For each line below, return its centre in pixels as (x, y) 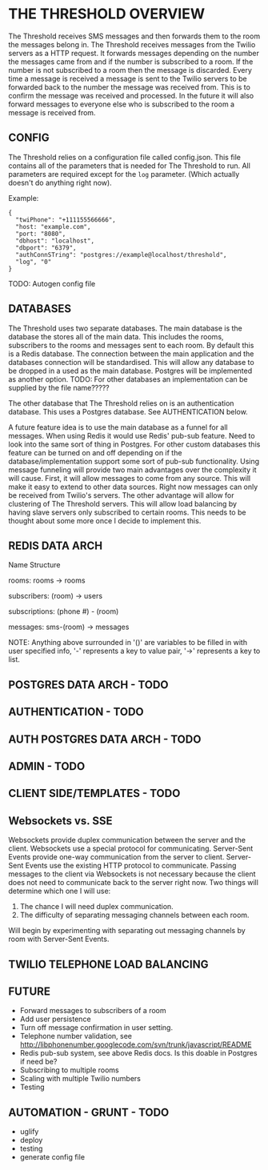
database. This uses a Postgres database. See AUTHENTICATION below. (128, 411)
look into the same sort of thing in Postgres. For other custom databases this (134, 444)
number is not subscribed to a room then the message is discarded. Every (130, 70)
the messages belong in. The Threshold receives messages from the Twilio (132, 44)
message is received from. (52, 112)
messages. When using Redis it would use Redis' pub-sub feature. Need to (132, 435)
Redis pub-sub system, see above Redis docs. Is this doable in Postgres (138, 1053)
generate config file (52, 1157)
